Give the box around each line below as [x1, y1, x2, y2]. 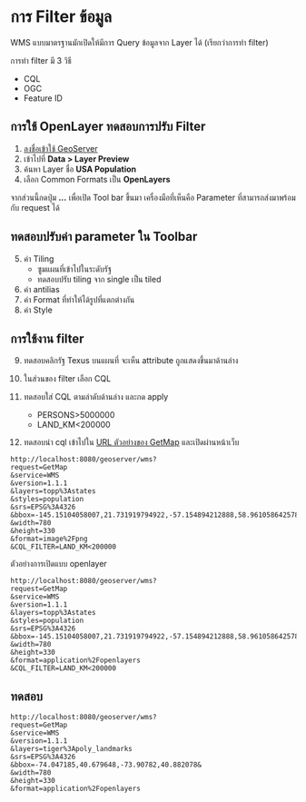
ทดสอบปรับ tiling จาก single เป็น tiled [36, 273, 162, 284]
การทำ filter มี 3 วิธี [10, 54, 72, 65]
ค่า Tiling [23, 252, 54, 264]
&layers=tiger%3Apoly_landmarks [10, 745, 133, 754]
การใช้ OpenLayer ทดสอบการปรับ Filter [10, 119, 206, 134]
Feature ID [23, 93, 63, 104]
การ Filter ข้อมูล [10, 6, 113, 27]
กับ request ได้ [10, 202, 60, 213]
